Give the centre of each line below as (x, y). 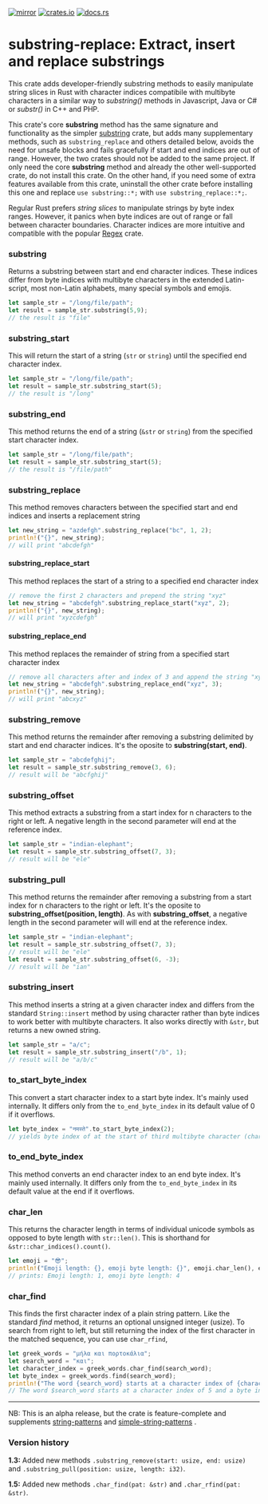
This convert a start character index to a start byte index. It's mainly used (128, 1097)
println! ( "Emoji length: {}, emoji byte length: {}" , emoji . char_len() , (132, 1268)
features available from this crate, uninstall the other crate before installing (131, 184)
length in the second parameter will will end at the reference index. (118, 923)
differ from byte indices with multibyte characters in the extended (116, 280)
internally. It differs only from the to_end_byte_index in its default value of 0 (132, 1106)
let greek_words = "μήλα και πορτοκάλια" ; (80, 1354)
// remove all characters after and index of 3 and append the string (128, 677)
